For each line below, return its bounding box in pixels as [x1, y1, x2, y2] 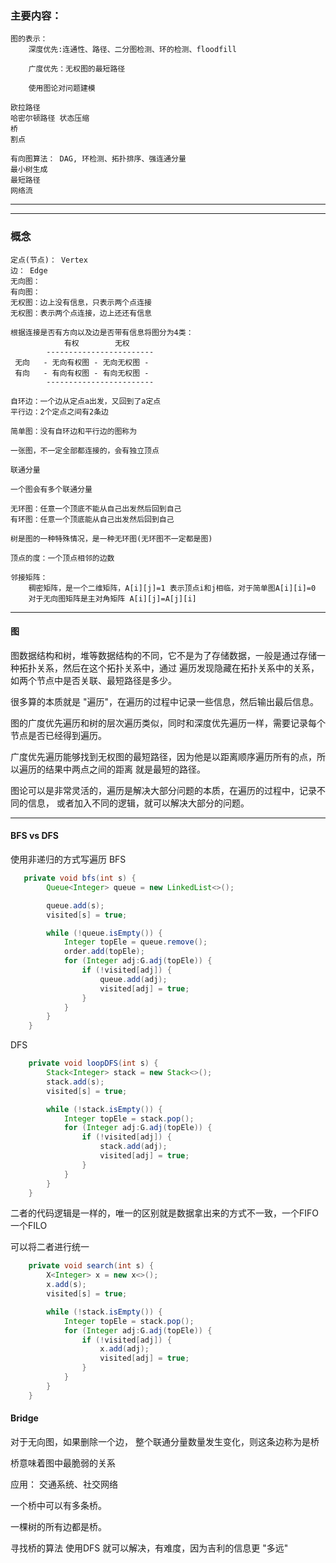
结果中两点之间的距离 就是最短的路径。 [44, 763, 206, 775]
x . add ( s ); [46, 1280, 87, 1290]
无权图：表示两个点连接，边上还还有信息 [10, 308, 152, 318]
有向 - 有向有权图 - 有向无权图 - [14, 368, 150, 378]
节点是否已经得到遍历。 [10, 729, 107, 741]
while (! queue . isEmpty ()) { [46, 928, 163, 938]
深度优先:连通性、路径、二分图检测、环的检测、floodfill [28, 45, 237, 55]
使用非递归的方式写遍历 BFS [10, 853, 127, 865]
